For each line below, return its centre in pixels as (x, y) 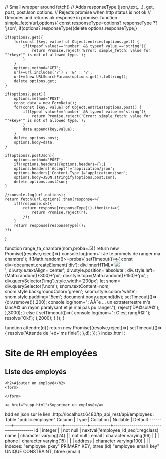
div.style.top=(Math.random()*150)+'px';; (105, 276)
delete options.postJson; (41, 182)
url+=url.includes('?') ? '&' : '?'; (53, 72)
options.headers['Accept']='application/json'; (64, 169)
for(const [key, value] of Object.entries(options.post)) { (78, 107)
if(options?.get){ (24, 37)
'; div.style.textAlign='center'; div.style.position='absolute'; (66, 270)
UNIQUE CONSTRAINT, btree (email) (43, 451)
